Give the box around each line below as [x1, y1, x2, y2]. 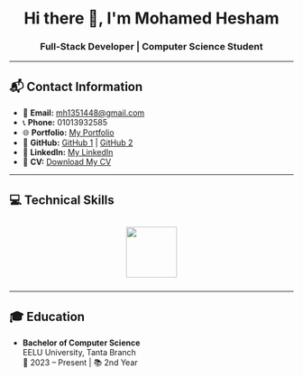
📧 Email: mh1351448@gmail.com [22, 107, 145, 118]
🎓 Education [9, 308, 86, 324]
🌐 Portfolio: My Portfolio [22, 127, 115, 138]
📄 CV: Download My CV [22, 157, 112, 168]
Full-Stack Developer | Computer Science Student [40, 41, 263, 53]
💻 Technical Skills [9, 192, 115, 207]
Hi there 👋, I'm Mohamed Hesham [23, 8, 280, 29]
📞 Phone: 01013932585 [22, 117, 108, 128]
